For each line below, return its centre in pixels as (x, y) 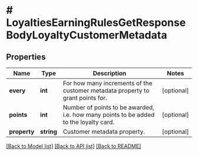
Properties (26, 57)
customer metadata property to (106, 90)
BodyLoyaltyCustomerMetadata (87, 35)
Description (110, 73)
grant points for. (85, 98)
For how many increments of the (108, 83)
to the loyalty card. (89, 122)
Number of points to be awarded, (108, 107)
